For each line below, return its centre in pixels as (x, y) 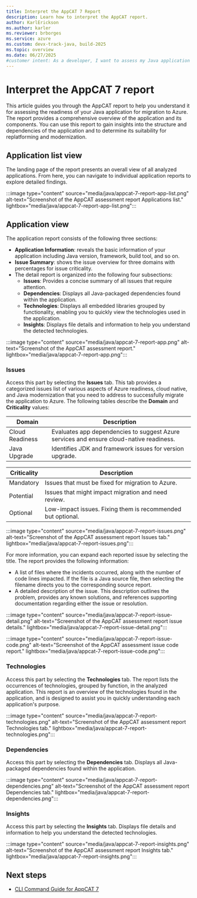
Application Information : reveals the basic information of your (90, 250)
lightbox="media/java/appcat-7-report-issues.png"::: (70, 544)
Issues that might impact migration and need (106, 492)
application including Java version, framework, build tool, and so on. (97, 256)
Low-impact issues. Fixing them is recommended (113, 509)
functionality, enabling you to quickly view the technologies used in (104, 312)
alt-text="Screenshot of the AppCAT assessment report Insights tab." (90, 850)
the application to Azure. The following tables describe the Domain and (92, 401)
